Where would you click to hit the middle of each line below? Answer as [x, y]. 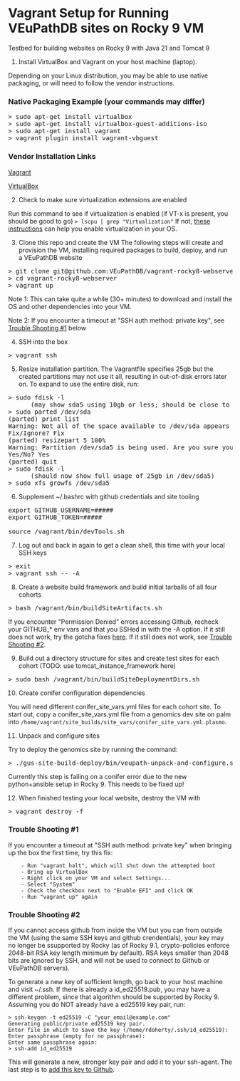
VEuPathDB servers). [39, 968]
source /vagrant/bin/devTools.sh [67, 531]
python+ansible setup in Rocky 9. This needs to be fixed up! [96, 784]
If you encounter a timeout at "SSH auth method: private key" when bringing [120, 845]
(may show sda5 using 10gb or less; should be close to [130, 404]
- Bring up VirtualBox [54, 872]
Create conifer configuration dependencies [82, 693]
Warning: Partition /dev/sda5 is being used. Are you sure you [121, 447]
